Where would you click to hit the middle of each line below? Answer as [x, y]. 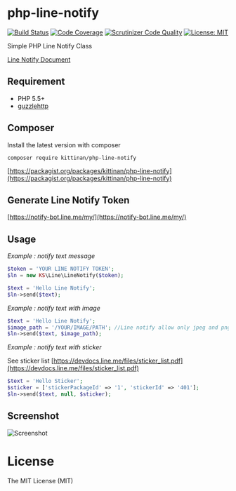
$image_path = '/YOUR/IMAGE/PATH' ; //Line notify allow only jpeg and [113, 328]
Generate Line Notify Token [68, 200]
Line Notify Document [39, 59]
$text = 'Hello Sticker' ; [45, 381]
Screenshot [33, 416]
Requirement [36, 82]
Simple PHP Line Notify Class [50, 46]
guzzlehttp [33, 106]
